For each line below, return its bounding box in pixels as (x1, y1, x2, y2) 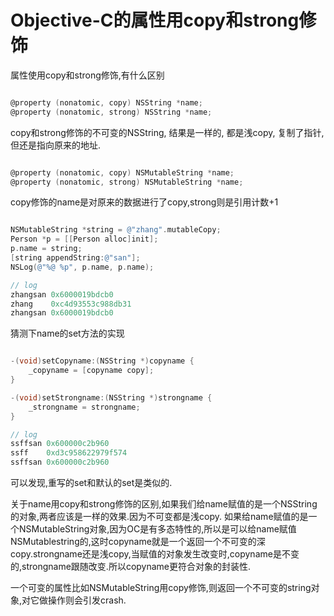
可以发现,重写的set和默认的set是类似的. (10, 477, 173, 489)
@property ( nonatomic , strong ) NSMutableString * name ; (10, 177, 244, 187)
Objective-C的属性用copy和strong (10, 9, 300, 32)
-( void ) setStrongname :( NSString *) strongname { (10, 392, 213, 403)
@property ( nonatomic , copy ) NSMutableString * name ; (10, 167, 235, 178)
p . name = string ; (10, 244, 83, 254)
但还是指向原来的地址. (10, 139, 102, 151)
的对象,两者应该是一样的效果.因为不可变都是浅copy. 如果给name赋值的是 (10, 511, 309, 523)
